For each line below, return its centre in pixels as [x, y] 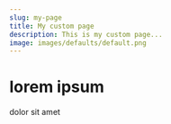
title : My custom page [52, 26]
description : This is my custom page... [86, 34]
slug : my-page [36, 18]
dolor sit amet [35, 112]
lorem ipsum [57, 87]
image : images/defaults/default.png [78, 43]
